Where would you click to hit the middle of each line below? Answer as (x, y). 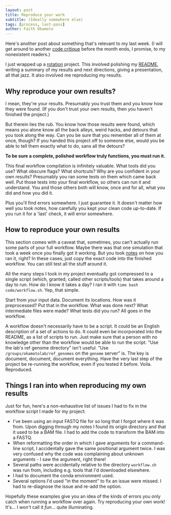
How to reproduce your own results (63, 230)
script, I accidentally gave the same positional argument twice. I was (93, 448)
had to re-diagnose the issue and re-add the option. (67, 486)
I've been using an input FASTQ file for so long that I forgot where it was (88, 421)
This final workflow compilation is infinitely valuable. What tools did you (80, 166)
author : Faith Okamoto (29, 29)
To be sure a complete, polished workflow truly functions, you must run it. (86, 156)
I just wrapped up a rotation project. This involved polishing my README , (82, 64)
